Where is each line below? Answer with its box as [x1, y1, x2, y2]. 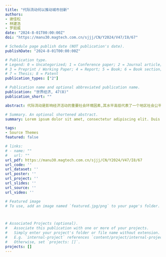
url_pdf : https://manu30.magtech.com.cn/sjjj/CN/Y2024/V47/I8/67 [5, 157, 142, 163]
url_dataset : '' [5, 167, 39, 172]
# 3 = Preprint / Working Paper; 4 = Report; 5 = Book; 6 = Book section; [5, 66, 163, 72]
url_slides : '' [5, 181, 37, 186]
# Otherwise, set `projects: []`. [5, 239, 81, 245]
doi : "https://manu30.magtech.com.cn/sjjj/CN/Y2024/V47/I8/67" [5, 35, 138, 40]
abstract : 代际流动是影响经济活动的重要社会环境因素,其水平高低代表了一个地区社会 [5, 103, 155, 108]
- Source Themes [5, 130, 39, 135]
